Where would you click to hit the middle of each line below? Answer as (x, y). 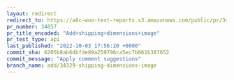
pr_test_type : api (33, 40)
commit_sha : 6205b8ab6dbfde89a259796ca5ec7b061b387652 (88, 53)
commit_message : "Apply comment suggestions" (74, 59)
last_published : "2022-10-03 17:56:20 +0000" (74, 46)
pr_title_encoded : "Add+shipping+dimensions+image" (83, 33)
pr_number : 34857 (32, 26)
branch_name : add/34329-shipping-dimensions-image (82, 65)
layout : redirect (32, 14)
